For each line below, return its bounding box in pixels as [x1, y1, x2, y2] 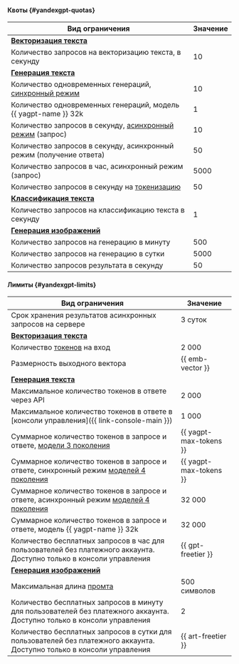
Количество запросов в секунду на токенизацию [11, 182, 181, 192]
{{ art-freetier [181, 631, 227, 641]
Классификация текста [11, 193, 95, 203]
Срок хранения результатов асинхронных [11, 310, 156, 320]
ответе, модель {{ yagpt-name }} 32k [11, 524, 139, 534]
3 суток [181, 315, 208, 325]
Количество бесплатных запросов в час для [11, 536, 165, 546]
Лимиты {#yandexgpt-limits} [7, 280, 97, 289]
